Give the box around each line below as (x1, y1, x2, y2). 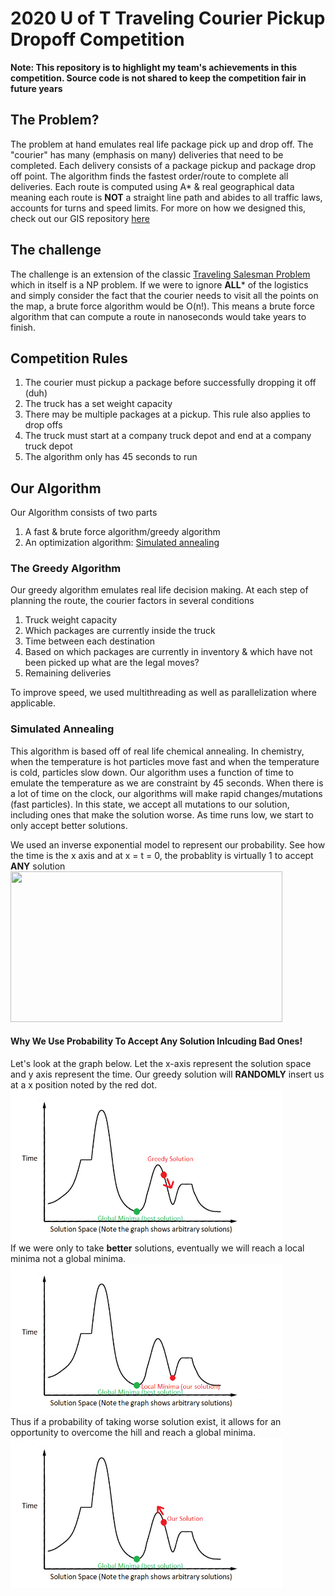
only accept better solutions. (10, 819, 128, 831)
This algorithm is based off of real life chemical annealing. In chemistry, (10, 745, 305, 757)
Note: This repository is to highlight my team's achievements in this (10, 61, 298, 73)
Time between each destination (24, 635, 156, 647)
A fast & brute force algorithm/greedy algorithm (24, 526, 221, 538)
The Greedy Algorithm (10, 562, 122, 576)
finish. (10, 321, 36, 333)
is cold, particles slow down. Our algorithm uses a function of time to (10, 766, 294, 778)
